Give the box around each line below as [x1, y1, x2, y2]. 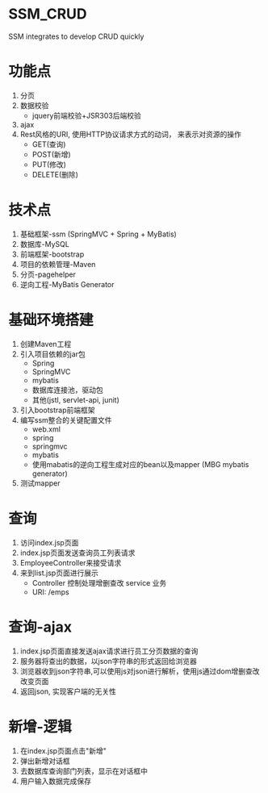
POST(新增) [31, 149, 71, 159]
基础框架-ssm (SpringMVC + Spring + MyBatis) [19, 229, 178, 239]
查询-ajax [8, 618, 73, 636]
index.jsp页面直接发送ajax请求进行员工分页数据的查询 [19, 646, 199, 656]
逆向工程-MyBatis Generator [19, 279, 115, 289]
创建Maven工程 [19, 339, 72, 349]
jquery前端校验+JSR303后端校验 [31, 111, 141, 120]
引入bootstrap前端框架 [19, 405, 95, 415]
